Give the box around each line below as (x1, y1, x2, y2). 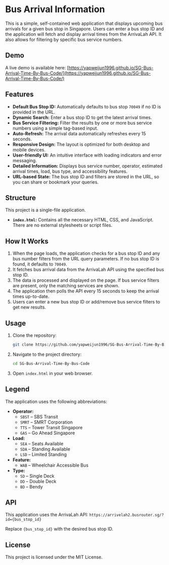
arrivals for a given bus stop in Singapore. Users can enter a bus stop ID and (5, 25, 164, 31)
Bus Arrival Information (5, 4, 105, 15)
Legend (5, 385, 30, 394)
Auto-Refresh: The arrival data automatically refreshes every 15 (12, 130, 146, 136)
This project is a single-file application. (5, 207, 86, 213)
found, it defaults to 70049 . (12, 261, 67, 267)
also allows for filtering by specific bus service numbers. (5, 36, 123, 43)
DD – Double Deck (20, 478, 57, 484)
